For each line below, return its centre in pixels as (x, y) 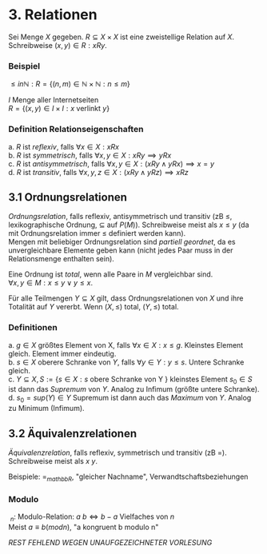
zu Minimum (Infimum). (47, 409)
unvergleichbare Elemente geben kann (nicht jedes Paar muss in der (121, 250)
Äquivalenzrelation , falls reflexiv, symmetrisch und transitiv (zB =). (118, 452)
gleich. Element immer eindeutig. (62, 353)
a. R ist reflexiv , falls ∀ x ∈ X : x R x (64, 146)
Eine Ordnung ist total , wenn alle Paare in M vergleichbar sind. (111, 274)
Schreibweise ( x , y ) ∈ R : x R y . (58, 45)
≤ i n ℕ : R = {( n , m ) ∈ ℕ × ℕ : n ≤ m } (70, 84)
